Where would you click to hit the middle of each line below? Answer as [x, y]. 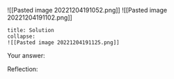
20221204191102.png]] [40, 17]
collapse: [22, 36]
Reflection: [23, 69]
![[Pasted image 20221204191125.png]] [63, 43]
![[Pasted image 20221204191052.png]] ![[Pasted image [87, 10]
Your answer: [26, 56]
